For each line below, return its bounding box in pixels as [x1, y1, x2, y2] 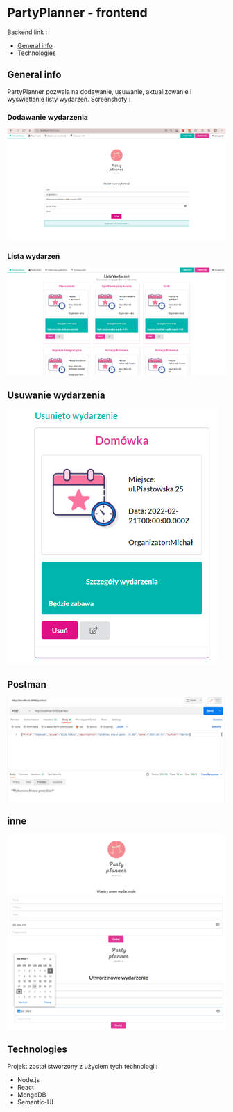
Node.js [17, 1075, 40, 1083]
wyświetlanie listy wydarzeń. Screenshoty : [7, 95, 131, 103]
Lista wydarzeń [7, 251, 60, 261]
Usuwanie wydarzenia [7, 389, 105, 401]
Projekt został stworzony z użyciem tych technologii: [7, 1062, 158, 1070]
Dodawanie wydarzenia [7, 112, 89, 122]
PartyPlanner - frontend [7, 5, 148, 21]
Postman [7, 678, 47, 690]
